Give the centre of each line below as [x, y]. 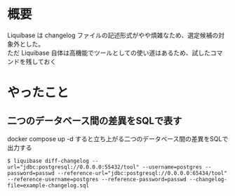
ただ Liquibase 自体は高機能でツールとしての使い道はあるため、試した [109, 53]
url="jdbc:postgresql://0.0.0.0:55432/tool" [73, 167]
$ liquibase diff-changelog [48, 161]
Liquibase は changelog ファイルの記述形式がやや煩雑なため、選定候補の [113, 35]
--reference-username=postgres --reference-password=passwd [97, 179]
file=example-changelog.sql [48, 185]
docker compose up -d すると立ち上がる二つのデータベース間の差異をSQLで [118, 138]
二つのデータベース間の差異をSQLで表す [95, 120]
